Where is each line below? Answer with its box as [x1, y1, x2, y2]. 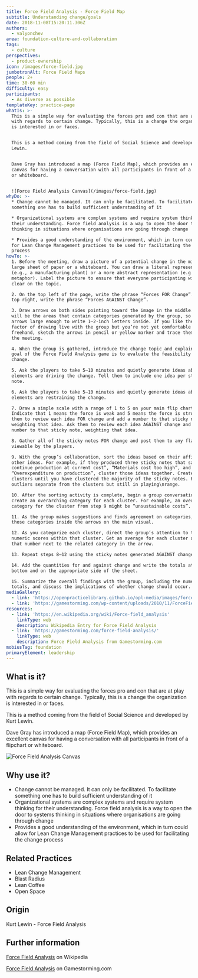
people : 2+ [6, 74, 33, 80]
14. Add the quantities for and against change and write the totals [11, 562, 186, 568]
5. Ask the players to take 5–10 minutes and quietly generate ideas [11, 368, 186, 373]
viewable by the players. [11, 443, 75, 449]
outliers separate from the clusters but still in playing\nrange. [11, 482, 181, 488]
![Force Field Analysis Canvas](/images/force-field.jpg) [11, 188, 157, 194]
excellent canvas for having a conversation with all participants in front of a [6, 735, 189, 742]
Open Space [14, 888, 45, 895]
